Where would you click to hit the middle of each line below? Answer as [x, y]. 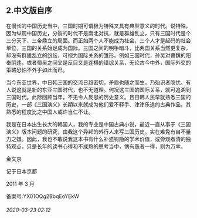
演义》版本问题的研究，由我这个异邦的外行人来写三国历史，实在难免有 [91, 132]
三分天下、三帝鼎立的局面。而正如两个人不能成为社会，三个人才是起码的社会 [98, 41]
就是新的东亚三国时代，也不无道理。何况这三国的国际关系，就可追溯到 [106, 89]
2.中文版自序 [29, 11]
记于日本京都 [21, 171]
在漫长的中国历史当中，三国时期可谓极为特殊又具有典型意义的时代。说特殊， [98, 26]
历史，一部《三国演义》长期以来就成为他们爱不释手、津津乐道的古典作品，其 [98, 104]
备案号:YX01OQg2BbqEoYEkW [43, 196]
